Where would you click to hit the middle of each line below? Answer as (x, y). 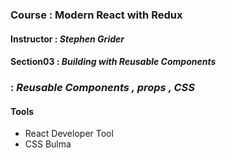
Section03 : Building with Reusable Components (113, 62)
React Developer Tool (69, 134)
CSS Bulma (48, 144)
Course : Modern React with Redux (96, 15)
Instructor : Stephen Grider (67, 39)
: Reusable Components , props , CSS (102, 88)
